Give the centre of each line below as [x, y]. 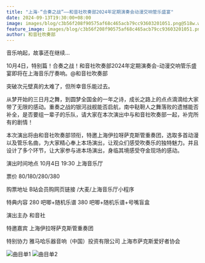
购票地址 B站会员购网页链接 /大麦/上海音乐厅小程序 [70, 189]
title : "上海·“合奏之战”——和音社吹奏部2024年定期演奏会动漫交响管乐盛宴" [90, 12]
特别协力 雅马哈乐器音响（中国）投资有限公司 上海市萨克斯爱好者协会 [93, 241]
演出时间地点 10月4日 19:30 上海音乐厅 [55, 164]
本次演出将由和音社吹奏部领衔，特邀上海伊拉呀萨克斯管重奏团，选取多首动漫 [103, 135]
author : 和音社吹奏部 [31, 35]
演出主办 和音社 [26, 215]
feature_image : [26, 29]
